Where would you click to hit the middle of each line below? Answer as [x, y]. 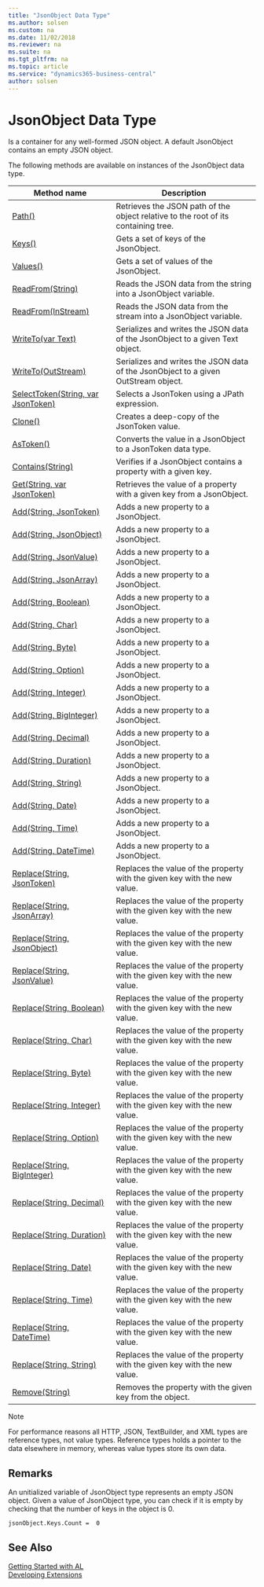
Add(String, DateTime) [53, 851]
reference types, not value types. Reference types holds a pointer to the [125, 1440]
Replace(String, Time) [52, 1300]
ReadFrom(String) [45, 289]
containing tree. [145, 226]
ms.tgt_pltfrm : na [38, 60]
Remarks [31, 1473]
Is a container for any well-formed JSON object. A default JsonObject [121, 141]
